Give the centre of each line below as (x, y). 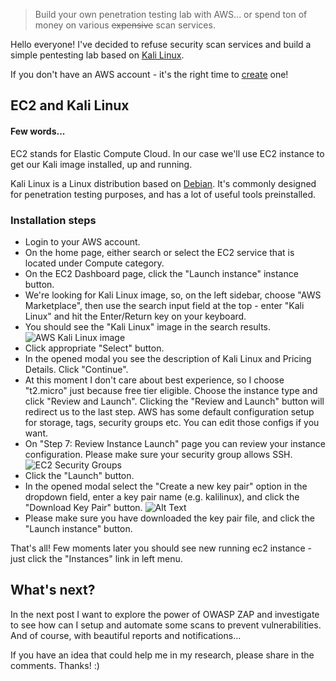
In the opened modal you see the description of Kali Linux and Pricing (168, 358)
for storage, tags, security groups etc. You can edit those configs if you (172, 422)
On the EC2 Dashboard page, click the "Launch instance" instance (161, 273)
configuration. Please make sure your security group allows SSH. (158, 454)
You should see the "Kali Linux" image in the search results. (148, 326)
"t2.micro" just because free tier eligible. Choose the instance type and (171, 390)
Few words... (38, 131)
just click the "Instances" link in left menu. (96, 558)
